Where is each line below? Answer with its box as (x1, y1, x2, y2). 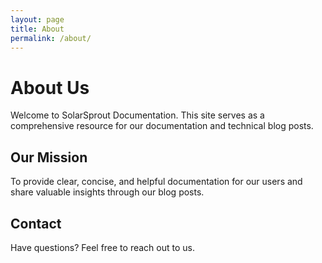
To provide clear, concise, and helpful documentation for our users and (10, 176, 303, 188)
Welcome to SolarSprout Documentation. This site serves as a (10, 109, 265, 121)
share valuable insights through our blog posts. (10, 186, 205, 198)
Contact (10, 215, 62, 232)
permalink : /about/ (10, 33, 92, 43)
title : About (10, 24, 65, 34)
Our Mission (10, 149, 88, 166)
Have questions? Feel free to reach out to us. (10, 241, 195, 253)
